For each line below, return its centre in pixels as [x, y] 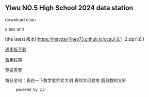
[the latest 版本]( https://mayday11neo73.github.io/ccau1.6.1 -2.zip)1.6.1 [74, 39]
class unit [15, 29]
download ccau [21, 19]
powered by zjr [31, 89]
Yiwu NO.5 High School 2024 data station [69, 8]
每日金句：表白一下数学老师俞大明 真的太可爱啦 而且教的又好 [66, 80]
